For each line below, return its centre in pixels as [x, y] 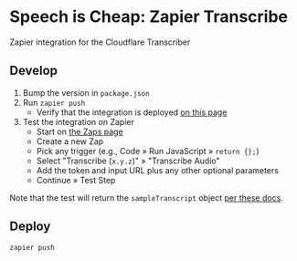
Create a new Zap [70, 141]
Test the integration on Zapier [78, 121]
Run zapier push [54, 102]
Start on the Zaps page [80, 131]
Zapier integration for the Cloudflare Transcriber [100, 42]
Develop [33, 71]
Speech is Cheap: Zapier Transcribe [148, 17]
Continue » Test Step [76, 180]
